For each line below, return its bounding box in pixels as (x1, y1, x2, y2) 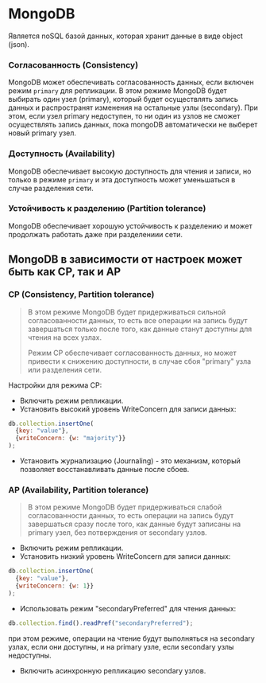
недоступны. (8, 650, 52, 660)
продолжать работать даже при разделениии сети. (8, 229, 183, 239)
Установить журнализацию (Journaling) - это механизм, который (19, 456, 241, 466)
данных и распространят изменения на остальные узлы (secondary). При (8, 103, 258, 112)
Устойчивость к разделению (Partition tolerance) (8, 203, 206, 214)
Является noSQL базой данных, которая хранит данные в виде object (8, 31, 244, 41)
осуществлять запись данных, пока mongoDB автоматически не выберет (8, 120, 258, 130)
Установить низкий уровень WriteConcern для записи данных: (19, 552, 231, 561)
